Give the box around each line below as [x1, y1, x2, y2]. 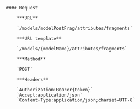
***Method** [16, 56, 46, 62]
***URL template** [16, 36, 62, 42]
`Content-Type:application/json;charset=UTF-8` [16, 97, 135, 103]
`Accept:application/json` [16, 92, 83, 98]
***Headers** [16, 77, 49, 83]
